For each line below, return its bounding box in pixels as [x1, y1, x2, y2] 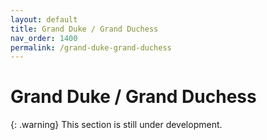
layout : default [10, 14, 78, 25]
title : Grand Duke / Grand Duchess [10, 24, 159, 34]
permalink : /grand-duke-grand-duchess [10, 42, 172, 53]
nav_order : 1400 [10, 33, 78, 43]
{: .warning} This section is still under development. [10, 119, 223, 131]
